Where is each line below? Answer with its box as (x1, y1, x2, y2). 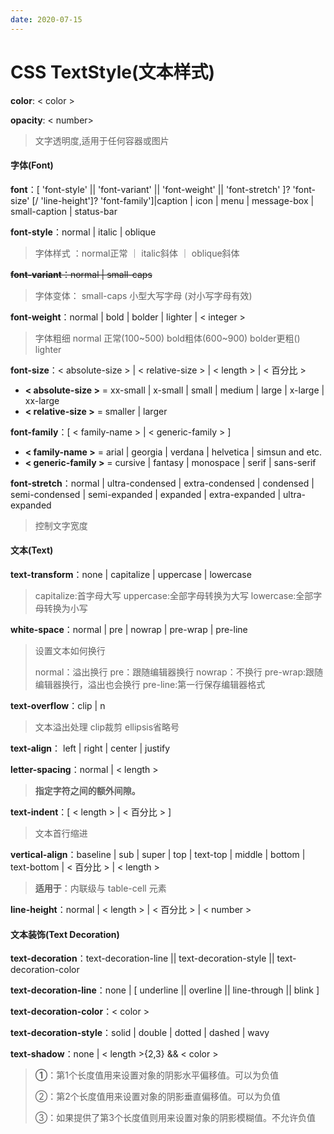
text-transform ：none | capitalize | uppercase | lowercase (10, 568, 252, 580)
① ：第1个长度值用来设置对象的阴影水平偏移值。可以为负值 (34, 1069, 279, 1081)
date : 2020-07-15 (10, 14, 83, 25)
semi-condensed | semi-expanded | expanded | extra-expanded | (10, 488, 282, 500)
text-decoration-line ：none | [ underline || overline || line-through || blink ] (10, 984, 320, 996)
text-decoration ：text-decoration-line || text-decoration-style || (10, 952, 275, 965)
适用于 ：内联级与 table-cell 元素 (34, 882, 167, 894)
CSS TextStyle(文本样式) (10, 61, 216, 83)
